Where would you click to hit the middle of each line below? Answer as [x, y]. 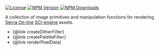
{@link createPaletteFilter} [39, 37]
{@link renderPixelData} [37, 42]
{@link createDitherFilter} [38, 32]
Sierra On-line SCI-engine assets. [39, 22]
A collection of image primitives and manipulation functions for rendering [80, 17]
